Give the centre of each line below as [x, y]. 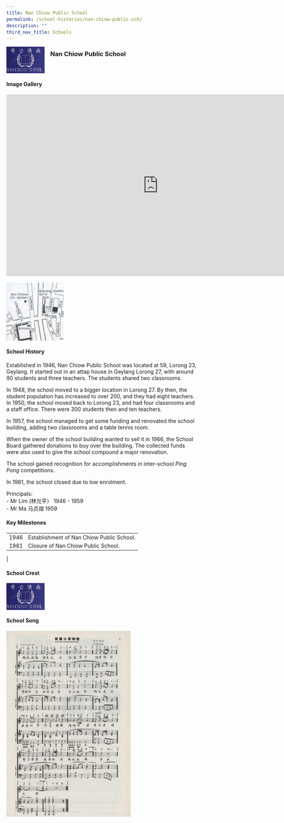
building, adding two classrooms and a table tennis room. [78, 427]
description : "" [27, 25]
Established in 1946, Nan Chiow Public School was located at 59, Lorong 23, [102, 365]
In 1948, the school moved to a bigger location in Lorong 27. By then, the [97, 390]
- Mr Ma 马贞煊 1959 [32, 508]
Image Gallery [24, 84]
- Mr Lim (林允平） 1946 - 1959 [45, 501]
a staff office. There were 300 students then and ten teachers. [84, 409]
